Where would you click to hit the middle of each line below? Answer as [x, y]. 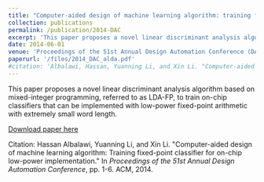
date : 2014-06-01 [37, 45]
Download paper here [43, 129]
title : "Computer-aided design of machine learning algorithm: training [130, 15]
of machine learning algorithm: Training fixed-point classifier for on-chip [125, 152]
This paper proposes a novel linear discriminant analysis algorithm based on [132, 89]
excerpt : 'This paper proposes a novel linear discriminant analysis [125, 37]
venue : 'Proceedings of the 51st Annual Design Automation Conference [126, 52]
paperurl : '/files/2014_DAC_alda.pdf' [71, 60]
